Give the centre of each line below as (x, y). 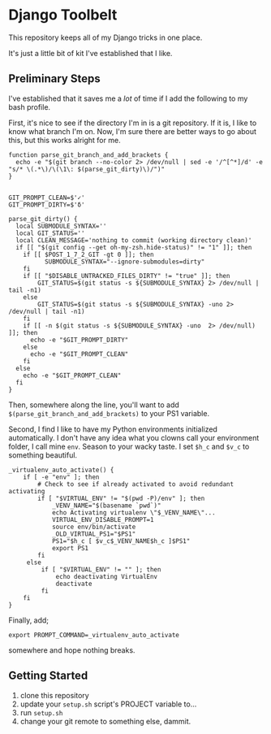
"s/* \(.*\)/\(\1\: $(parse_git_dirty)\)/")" (86, 169)
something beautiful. (43, 455)
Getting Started (48, 676)
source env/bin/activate (94, 527)
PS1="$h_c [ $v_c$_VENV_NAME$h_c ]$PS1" (121, 541)
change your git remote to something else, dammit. (105, 721)
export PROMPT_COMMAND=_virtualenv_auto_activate (94, 635)
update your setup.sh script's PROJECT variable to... (108, 704)
